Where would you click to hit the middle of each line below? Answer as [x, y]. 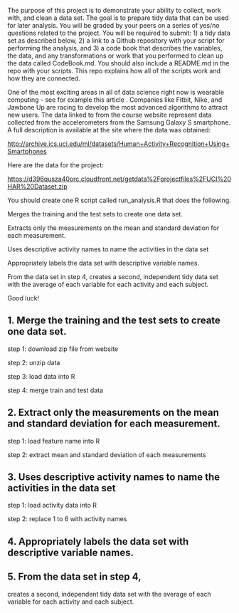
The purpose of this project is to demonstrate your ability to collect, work [115, 10]
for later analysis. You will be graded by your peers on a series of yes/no [113, 25]
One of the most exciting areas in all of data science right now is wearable [116, 92]
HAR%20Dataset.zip [37, 187]
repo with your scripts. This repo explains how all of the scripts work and [114, 71]
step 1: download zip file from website [63, 349]
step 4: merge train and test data [55, 390]
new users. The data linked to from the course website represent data [110, 115]
